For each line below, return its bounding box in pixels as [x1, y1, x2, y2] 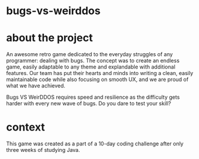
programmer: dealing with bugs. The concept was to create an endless [6, 57, 180, 64]
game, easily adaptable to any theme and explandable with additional [6, 63, 176, 70]
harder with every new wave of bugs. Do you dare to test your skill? [6, 100, 171, 107]
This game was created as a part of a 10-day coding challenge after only [6, 140, 184, 147]
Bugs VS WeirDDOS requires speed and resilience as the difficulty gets [6, 93, 180, 101]
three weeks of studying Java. [6, 147, 80, 154]
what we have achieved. [6, 82, 65, 89]
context [6, 121, 46, 134]
